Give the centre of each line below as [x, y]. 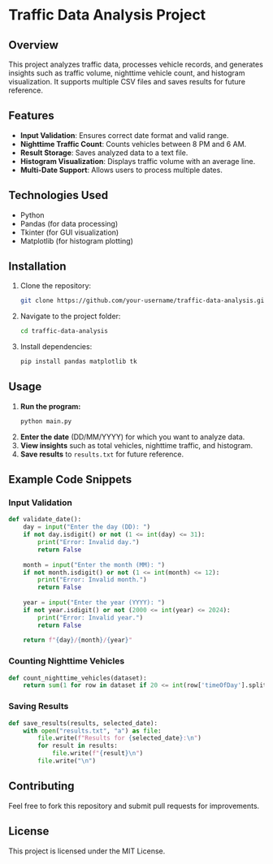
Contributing [41, 786]
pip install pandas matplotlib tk [78, 362]
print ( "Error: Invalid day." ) [89, 542]
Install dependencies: [56, 347]
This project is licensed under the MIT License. [87, 851]
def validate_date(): [45, 520]
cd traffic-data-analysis [64, 331]
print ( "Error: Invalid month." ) [93, 580]
